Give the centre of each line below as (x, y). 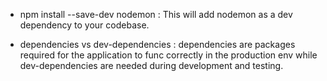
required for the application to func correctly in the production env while (168, 55)
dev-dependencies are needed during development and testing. (151, 65)
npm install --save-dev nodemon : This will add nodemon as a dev (156, 14)
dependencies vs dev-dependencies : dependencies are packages (157, 44)
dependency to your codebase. (84, 25)
